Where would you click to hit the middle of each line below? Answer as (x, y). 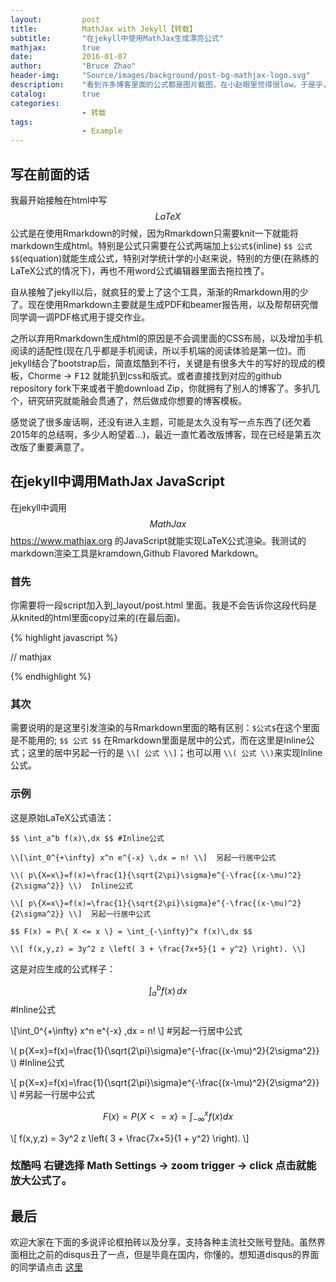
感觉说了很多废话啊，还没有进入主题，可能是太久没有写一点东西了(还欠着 (161, 422)
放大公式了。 (41, 1181)
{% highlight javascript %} (64, 638)
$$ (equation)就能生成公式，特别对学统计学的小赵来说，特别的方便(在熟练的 (165, 258)
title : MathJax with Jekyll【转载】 (104, 29)
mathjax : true (55, 47)
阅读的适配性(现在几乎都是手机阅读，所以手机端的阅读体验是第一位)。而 (158, 350)
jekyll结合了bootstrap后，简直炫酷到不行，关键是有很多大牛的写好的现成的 (163, 363)
